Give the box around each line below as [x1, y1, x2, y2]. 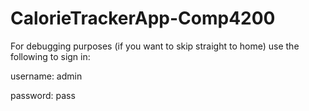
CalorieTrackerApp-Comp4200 [10, 7, 276, 30]
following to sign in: [10, 50, 91, 62]
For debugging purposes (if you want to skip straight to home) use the [10, 40, 300, 52]
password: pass [10, 89, 76, 101]
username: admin [10, 70, 83, 82]
